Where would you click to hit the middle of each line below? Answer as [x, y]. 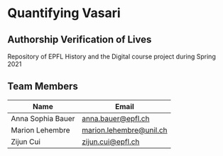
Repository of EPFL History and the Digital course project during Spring [112, 56]
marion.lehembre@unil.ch [125, 130]
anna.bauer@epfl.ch [115, 118]
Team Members [43, 87]
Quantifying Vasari [64, 13]
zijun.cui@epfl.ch [110, 142]
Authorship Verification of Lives [80, 40]
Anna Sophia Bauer [43, 118]
